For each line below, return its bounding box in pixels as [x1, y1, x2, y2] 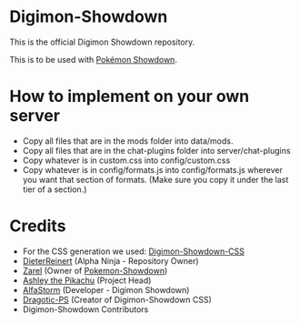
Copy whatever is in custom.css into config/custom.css [22, 155, 231, 166]
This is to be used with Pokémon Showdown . [9, 54, 177, 65]
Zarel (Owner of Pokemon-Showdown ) [22, 265, 168, 276]
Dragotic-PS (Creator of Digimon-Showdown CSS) [22, 294, 212, 305]
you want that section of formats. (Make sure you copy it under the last [22, 174, 289, 185]
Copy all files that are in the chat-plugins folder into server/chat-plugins [22, 145, 291, 156]
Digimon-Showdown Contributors [22, 303, 149, 315]
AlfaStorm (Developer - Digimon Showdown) [22, 284, 190, 295]
